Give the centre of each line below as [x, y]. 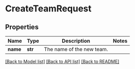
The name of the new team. [76, 49]
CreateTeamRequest [48, 9]
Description [76, 41]
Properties [22, 27]
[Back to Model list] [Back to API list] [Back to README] [62, 62]
